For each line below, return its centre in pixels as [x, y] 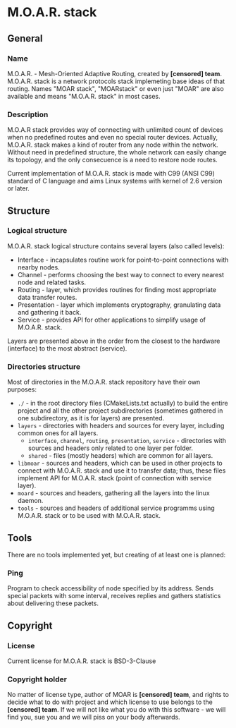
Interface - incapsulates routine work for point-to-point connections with [123, 260]
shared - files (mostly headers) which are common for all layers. [120, 456]
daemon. [30, 501]
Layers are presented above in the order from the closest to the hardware [114, 341]
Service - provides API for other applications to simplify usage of [112, 320]
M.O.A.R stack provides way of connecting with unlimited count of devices [115, 130]
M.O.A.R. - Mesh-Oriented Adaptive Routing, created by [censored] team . [114, 73]
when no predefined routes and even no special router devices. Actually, [113, 138]
